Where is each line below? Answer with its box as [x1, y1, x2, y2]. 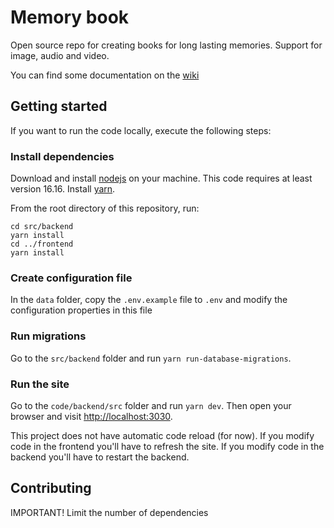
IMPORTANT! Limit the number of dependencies [10, 506, 209, 518]
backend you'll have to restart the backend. [10, 451, 190, 463]
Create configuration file [10, 271, 133, 285]
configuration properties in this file [10, 304, 153, 316]
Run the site [10, 377, 70, 391]
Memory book [10, 6, 130, 29]
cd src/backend [10, 222, 74, 232]
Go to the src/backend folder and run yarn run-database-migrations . [10, 352, 292, 364]
